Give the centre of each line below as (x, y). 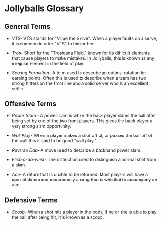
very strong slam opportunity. (41, 126)
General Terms (28, 27)
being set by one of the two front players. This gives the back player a (82, 121)
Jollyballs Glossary (44, 9)
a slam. (19, 165)
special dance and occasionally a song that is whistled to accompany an (84, 180)
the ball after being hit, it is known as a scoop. (58, 217)
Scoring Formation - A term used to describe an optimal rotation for (79, 73)
